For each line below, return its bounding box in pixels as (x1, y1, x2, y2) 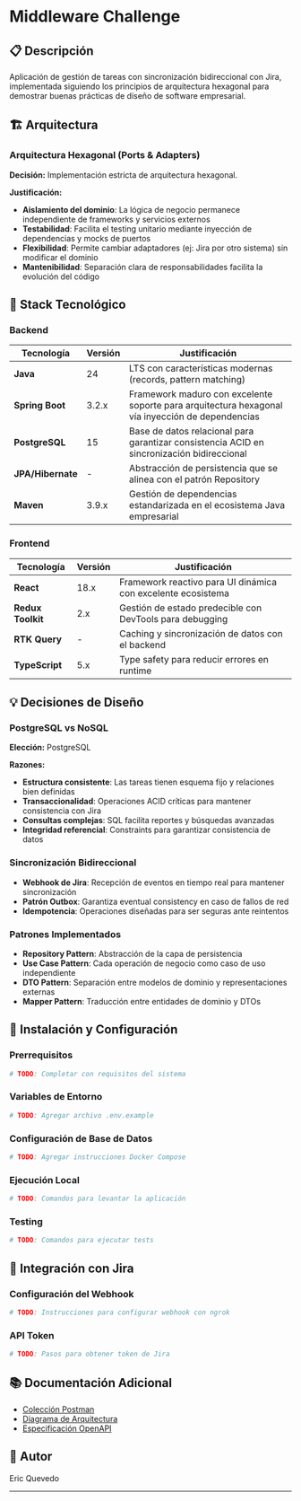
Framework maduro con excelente (128, 388, 273, 400)
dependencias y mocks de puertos (21, 233, 150, 243)
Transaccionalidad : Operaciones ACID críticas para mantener (21, 796, 252, 807)
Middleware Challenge (9, 6, 181, 27)
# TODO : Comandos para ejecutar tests (9, 1236, 154, 1245)
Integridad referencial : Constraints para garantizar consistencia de (21, 824, 271, 836)
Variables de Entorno (9, 1091, 103, 1103)
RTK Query (13, 633, 63, 645)
